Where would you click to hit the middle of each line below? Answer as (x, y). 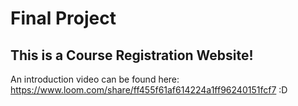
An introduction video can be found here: (95, 79)
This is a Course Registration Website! (132, 55)
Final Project (63, 18)
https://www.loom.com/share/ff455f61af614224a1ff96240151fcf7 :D (149, 90)
